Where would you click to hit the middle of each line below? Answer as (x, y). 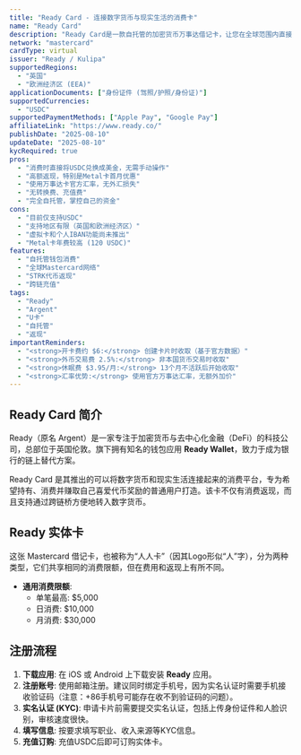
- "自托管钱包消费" (49, 260)
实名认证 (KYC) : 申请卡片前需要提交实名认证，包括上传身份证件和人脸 (150, 707)
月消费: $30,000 (65, 620)
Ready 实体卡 (47, 533)
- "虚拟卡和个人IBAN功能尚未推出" (73, 234)
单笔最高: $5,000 (67, 597)
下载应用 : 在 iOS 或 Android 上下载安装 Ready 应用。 (119, 674)
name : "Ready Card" (46, 26)
